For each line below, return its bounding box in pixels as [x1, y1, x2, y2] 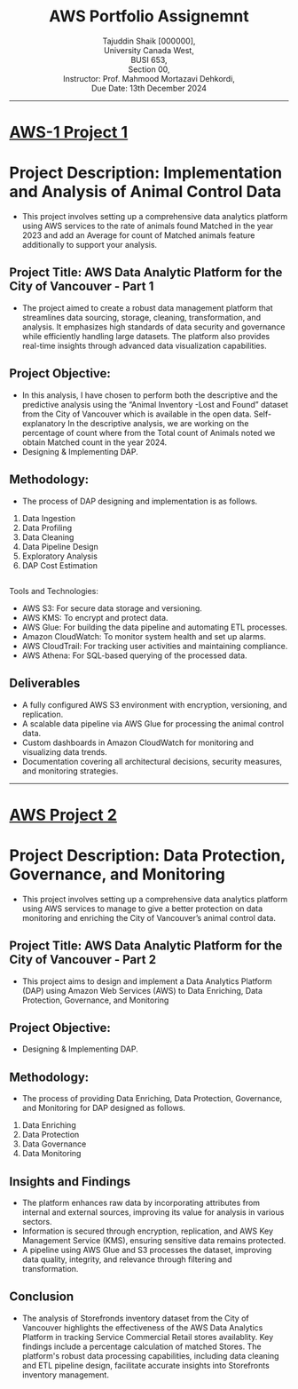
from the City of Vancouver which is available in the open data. [21, 409, 253, 419]
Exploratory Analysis [21, 551, 98, 561]
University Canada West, [103, 44, 195, 55]
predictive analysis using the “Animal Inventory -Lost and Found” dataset [21, 399, 288, 409]
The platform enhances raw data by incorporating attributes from [21, 1197, 260, 1209]
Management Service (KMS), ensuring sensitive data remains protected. [21, 1235, 286, 1246]
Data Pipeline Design [21, 541, 99, 552]
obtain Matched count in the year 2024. [21, 437, 168, 448]
